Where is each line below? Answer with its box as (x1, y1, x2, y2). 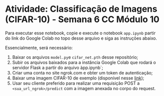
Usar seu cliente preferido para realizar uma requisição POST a (12, 80, 140, 86)
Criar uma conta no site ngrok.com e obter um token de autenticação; (12, 70, 153, 75)
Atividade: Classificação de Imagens (5, 3, 158, 15)
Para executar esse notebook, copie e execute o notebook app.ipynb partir (5, 30, 156, 36)
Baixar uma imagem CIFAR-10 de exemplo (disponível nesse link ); (12, 75, 144, 81)
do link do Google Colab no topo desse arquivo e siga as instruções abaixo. (5, 35, 158, 41)
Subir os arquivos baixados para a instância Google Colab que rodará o (12, 59, 156, 65)
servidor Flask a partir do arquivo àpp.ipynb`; (12, 65, 103, 71)
